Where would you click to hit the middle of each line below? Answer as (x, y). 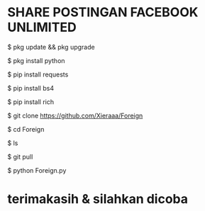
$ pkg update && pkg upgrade (51, 47)
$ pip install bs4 (31, 88)
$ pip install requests (38, 74)
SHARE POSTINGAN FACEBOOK (103, 12)
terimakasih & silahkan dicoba (98, 199)
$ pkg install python (36, 60)
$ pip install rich (31, 102)
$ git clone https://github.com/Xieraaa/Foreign (75, 115)
